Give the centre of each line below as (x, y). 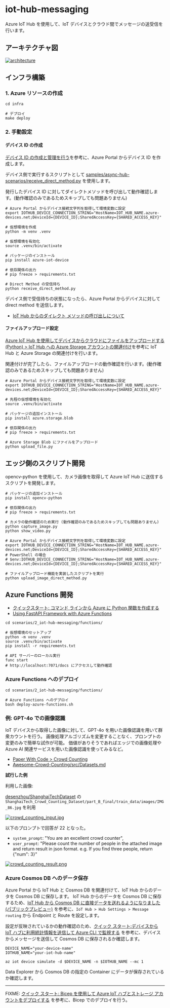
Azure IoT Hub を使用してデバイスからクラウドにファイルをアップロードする (85, 340)
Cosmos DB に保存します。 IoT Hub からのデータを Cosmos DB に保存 (88, 897)
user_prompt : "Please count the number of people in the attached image (87, 843)
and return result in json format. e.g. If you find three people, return (82, 849)
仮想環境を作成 (23, 227)
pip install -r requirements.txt (40, 646)
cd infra (14, 104)
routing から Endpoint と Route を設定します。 (54, 915)
